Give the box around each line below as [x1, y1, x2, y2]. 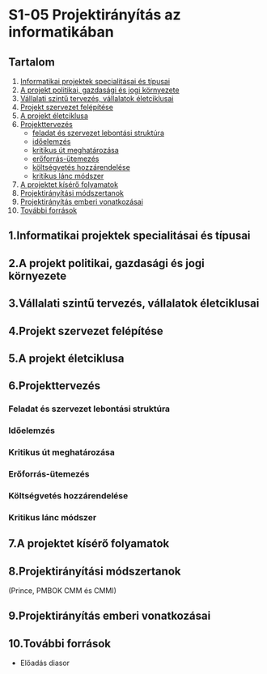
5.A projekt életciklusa [8, 351, 125, 365]
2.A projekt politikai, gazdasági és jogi [8, 256, 205, 270]
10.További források [8, 637, 112, 651]
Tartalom [8, 55, 55, 69]
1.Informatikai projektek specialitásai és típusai [8, 229, 251, 243]
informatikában [8, 23, 115, 41]
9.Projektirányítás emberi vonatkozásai [8, 609, 211, 623]
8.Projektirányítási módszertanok [8, 564, 181, 578]
